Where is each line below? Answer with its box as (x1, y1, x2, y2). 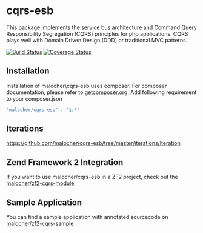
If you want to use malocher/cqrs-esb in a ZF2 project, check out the (6, 174, 178, 181)
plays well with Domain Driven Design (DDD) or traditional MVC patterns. (6, 36, 188, 44)
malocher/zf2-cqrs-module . (6, 180, 76, 187)
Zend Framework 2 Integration (6, 157, 124, 167)
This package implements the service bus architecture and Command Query (6, 24, 197, 31)
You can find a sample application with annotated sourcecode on (6, 214, 168, 221)
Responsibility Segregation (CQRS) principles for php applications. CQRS (6, 30, 188, 37)
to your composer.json (6, 95, 62, 102)
